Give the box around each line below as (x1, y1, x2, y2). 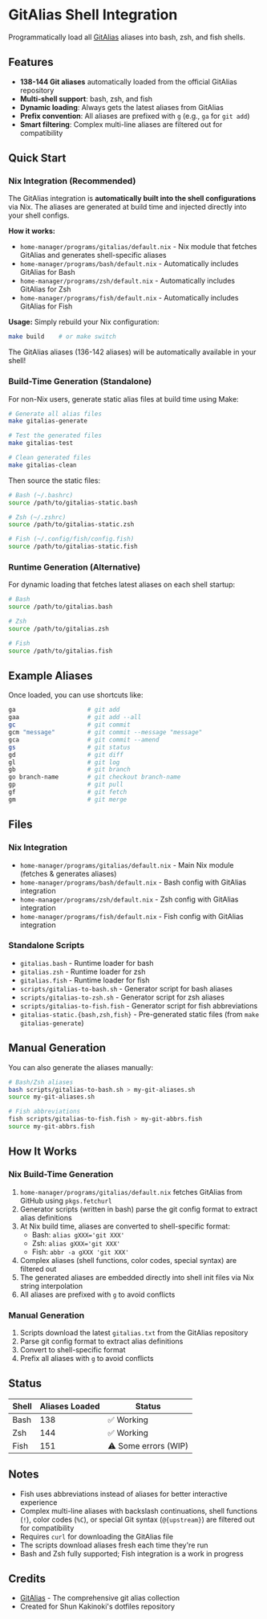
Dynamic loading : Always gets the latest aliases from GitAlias (19, 102, 225, 112)
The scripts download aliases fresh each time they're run (19, 1540, 208, 1550)
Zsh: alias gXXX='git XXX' (31, 1238, 121, 1248)
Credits (8, 1572, 47, 1585)
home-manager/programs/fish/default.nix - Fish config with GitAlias (19, 911, 244, 921)
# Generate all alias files (8, 410, 103, 418)
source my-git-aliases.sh (8, 1093, 95, 1102)
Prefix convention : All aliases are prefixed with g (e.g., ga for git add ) (19, 111, 250, 121)
